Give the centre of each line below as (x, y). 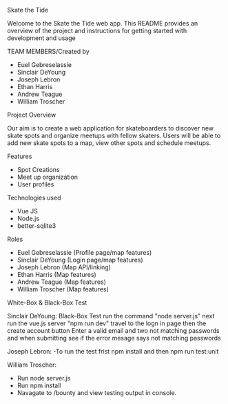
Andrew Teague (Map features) (62, 282)
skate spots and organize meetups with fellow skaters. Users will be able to (114, 135)
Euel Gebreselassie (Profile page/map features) (84, 252)
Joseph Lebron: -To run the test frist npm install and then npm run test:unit (113, 351)
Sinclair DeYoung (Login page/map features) (80, 260)
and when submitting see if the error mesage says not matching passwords (114, 338)
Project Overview (32, 115)
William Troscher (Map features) (63, 289)
